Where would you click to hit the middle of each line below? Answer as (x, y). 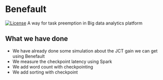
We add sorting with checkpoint (45, 72)
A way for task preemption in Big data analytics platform (85, 23)
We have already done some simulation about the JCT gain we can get (85, 50)
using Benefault (28, 56)
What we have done (37, 39)
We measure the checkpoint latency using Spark (62, 61)
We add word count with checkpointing (53, 66)
